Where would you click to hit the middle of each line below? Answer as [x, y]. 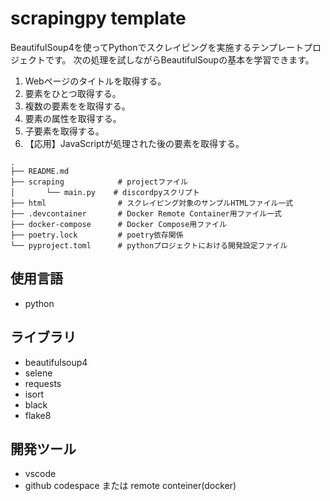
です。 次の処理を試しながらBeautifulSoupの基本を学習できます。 [179, 59]
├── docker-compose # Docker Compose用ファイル [118, 224]
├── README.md [40, 171]
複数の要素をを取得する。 [77, 106]
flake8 [38, 415]
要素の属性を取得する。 [73, 118]
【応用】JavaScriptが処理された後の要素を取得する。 [134, 143]
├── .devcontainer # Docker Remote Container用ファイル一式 [146, 213]
